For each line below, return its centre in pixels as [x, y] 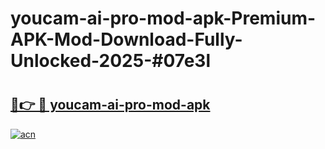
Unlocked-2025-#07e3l [110, 61]
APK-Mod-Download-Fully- [126, 39]
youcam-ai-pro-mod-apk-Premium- [163, 18]
